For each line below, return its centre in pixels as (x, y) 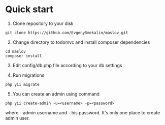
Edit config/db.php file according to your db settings (67, 65)
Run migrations (28, 75)
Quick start (29, 9)
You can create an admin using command (56, 94)
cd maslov (16, 51)
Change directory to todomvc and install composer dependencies (81, 42)
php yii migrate (22, 84)
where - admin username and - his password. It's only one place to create (83, 112)
